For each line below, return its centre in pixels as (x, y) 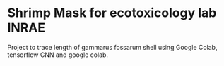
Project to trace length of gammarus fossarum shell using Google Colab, (112, 47)
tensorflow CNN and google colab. (58, 55)
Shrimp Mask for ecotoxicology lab (112, 13)
